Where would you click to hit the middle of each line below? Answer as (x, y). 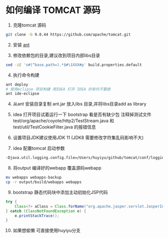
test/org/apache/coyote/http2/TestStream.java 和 (63, 121)
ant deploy (17, 84)
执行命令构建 (26, 75)
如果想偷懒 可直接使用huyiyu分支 (47, 230)
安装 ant (21, 44)
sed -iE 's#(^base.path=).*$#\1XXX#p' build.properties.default (74, 65)
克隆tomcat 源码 (29, 25)
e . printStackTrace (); (37, 215)
